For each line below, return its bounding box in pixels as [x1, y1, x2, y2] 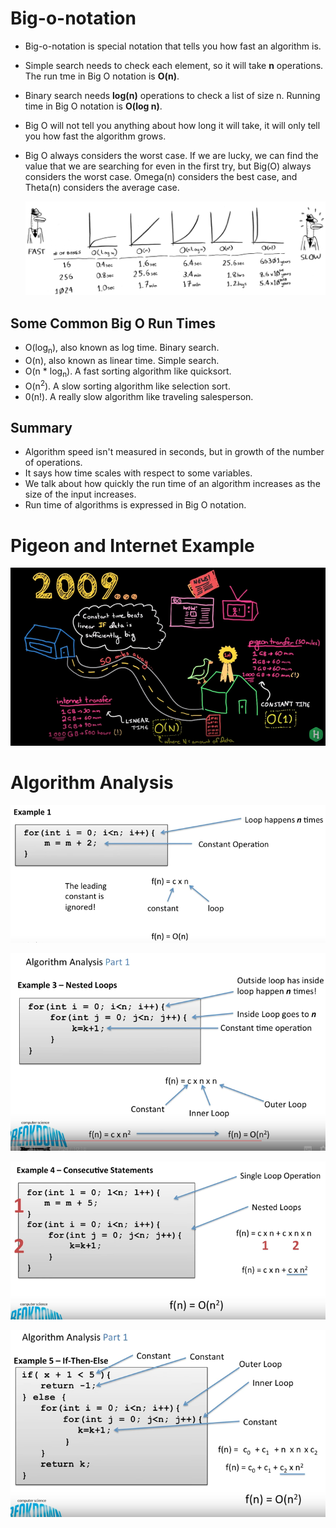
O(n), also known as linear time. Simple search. [24, 355, 220, 367]
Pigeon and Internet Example [10, 534, 255, 557]
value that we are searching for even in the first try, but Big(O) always [24, 160, 312, 172]
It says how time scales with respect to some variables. [24, 467, 253, 479]
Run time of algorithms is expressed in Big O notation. [24, 499, 247, 511]
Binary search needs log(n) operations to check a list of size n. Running [24, 89, 321, 101]
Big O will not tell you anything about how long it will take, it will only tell [24, 119, 321, 131]
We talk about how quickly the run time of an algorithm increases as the [24, 478, 321, 490]
